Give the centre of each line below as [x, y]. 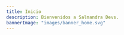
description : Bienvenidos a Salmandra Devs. [63, 17]
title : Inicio [24, 12]
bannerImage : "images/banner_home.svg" [56, 23]
